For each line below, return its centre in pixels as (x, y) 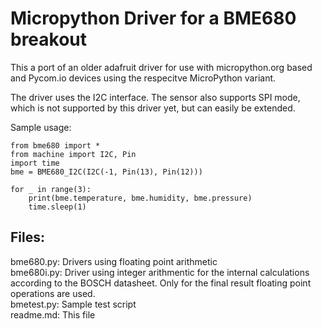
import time (35, 163)
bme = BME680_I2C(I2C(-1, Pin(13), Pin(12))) (106, 172)
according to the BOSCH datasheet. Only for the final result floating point (161, 283)
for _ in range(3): (51, 189)
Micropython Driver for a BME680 (153, 18)
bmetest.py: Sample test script (73, 304)
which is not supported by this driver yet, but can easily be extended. (153, 108)
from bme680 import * (55, 145)
